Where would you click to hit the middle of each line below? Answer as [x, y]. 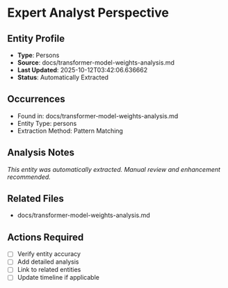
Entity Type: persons [47, 123]
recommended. [29, 177]
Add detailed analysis [48, 262]
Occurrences [36, 99]
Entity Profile [36, 39]
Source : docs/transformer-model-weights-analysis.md [96, 63]
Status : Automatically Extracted [63, 77]
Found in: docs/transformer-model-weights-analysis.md [98, 115]
